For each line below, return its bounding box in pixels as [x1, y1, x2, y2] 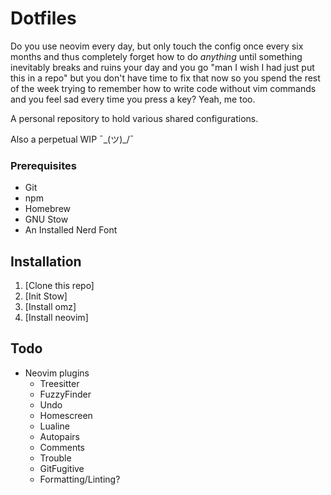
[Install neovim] [24, 312, 89, 324]
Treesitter [39, 377, 80, 389]
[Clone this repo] [24, 280, 95, 292]
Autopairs [39, 430, 80, 442]
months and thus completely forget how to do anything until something [10, 50, 303, 62]
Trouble [39, 452, 72, 464]
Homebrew [24, 203, 71, 215]
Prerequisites [10, 158, 77, 172]
